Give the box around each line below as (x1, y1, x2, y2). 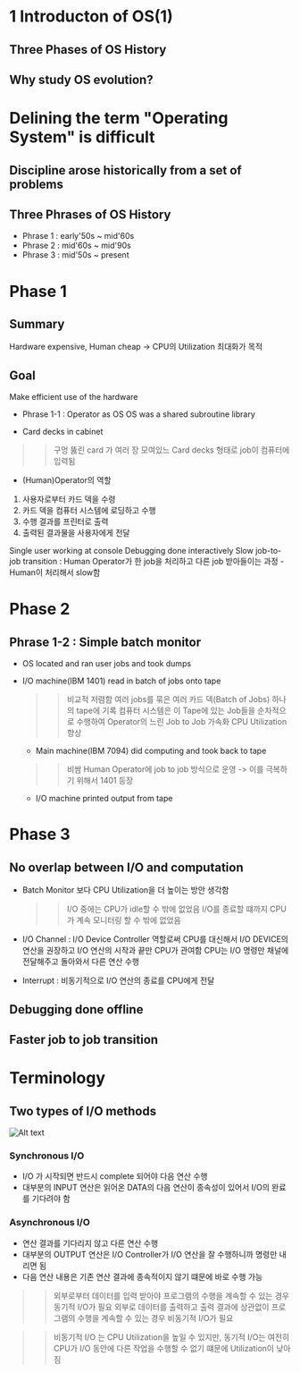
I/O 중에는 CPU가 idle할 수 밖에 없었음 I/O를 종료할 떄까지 (66, 903, 268, 914)
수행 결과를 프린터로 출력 (21, 516, 109, 527)
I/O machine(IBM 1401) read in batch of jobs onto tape (21, 675, 221, 686)
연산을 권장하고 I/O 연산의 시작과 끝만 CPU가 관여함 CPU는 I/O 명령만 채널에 (21, 945, 289, 956)
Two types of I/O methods (9, 1103, 157, 1119)
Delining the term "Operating (9, 108, 229, 129)
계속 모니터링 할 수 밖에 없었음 (76, 915, 181, 926)
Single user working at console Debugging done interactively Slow (9, 546, 254, 556)
